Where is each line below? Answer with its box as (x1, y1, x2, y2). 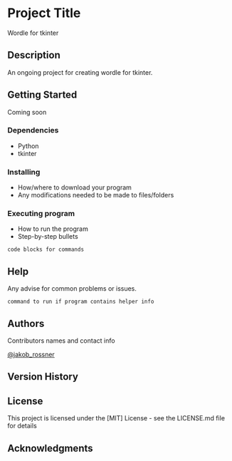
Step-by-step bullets (17, 232, 78, 241)
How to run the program (17, 224, 89, 233)
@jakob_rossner (7, 351, 55, 359)
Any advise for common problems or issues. (7, 284, 137, 293)
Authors (7, 317, 45, 329)
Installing (7, 167, 41, 177)
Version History (7, 371, 78, 383)
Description (7, 49, 60, 61)
